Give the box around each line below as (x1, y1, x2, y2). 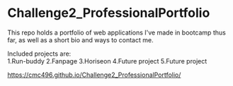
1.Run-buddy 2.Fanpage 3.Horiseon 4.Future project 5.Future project (7, 56, 208, 65)
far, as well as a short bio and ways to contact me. (7, 35, 154, 44)
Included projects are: (7, 49, 72, 58)
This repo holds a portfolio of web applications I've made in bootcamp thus (7, 28, 227, 37)
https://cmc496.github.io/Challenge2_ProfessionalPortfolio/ (7, 70, 181, 79)
